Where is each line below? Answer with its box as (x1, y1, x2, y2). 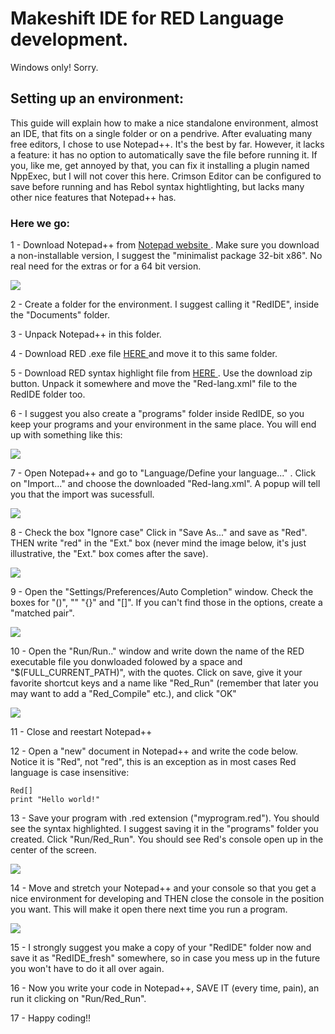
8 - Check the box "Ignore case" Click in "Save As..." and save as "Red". (10, 527, 308, 539)
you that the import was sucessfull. (10, 488, 155, 501)
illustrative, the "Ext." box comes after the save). (10, 548, 209, 560)
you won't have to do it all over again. (10, 963, 165, 975)
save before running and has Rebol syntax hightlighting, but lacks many (10, 180, 305, 192)
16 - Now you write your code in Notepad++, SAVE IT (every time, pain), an (10, 982, 320, 994)
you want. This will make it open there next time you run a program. (10, 903, 288, 916)
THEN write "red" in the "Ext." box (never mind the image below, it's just (10, 537, 307, 549)
